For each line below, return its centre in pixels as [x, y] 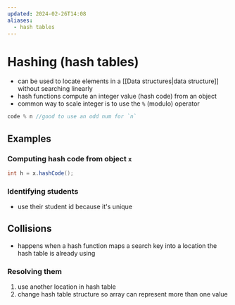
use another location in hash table [66, 287]
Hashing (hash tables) [73, 62]
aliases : [20, 20]
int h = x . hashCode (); [40, 173]
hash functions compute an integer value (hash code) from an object [117, 97]
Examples [29, 138]
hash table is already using [56, 253]
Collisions [30, 229]
